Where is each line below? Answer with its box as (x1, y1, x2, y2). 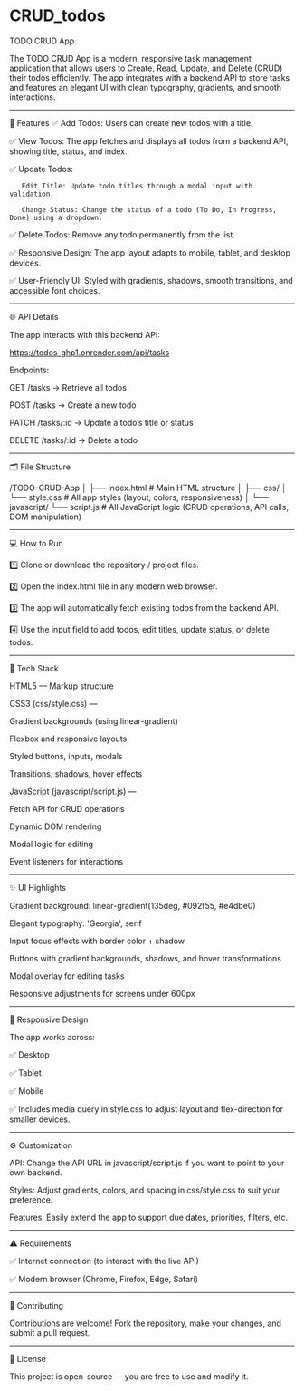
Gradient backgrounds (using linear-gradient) (9, 715, 179, 726)
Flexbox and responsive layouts (9, 733, 128, 744)
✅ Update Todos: (9, 163, 74, 174)
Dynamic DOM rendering (9, 821, 102, 832)
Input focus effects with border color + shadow (9, 935, 185, 946)
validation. (9, 189, 54, 198)
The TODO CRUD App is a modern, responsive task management (9, 53, 252, 63)
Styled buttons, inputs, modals (9, 750, 123, 761)
